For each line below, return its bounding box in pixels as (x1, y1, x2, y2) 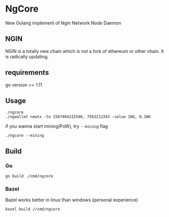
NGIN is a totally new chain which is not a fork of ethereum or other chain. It (5, 48, 164, 54)
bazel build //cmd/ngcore (5, 207, 60, 212)
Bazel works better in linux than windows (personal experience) (5, 197, 139, 203)
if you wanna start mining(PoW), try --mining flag (5, 123, 108, 130)
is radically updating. (5, 53, 49, 59)
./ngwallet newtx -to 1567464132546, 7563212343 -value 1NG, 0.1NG (5, 114, 151, 119)
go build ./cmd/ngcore (5, 174, 53, 179)
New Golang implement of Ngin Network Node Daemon (5, 20, 121, 26)
